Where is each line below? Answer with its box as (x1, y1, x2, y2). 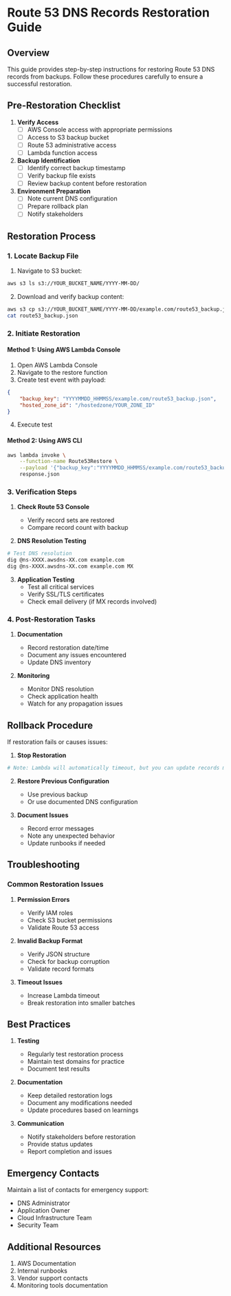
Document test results (27, 1064, 91, 1073)
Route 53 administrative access (27, 141, 117, 149)
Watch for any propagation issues (27, 699, 123, 708)
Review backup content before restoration (27, 179, 147, 187)
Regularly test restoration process (27, 1050, 124, 1058)
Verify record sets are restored (27, 516, 115, 524)
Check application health (27, 692, 98, 701)
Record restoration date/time (27, 644, 109, 652)
